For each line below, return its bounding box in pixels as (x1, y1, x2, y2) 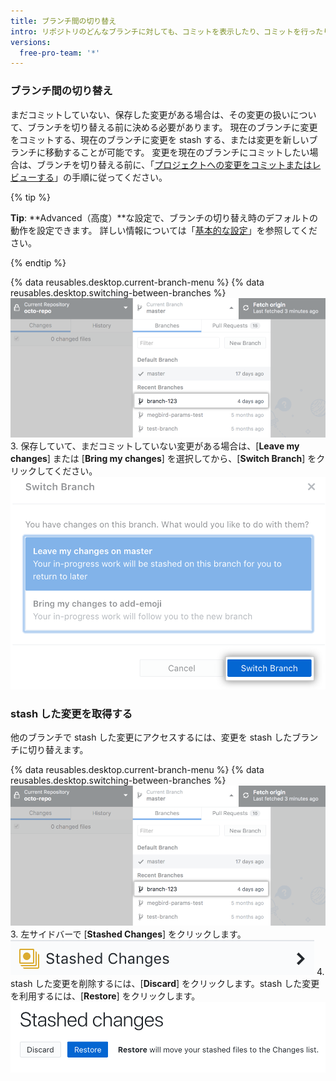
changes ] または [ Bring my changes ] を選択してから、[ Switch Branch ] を (10, 452, 317, 464)
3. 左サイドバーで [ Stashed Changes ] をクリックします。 (10, 928, 247, 940)
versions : (10, 37, 52, 47)
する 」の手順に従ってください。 (36, 171, 168, 183)
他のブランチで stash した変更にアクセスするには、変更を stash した (10, 731, 293, 744)
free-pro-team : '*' (19, 48, 101, 58)
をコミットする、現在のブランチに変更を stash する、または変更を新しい (10, 133, 310, 145)
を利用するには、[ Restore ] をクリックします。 (10, 990, 201, 1002)
